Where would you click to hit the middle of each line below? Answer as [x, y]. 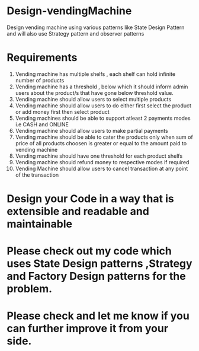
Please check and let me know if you [98, 316]
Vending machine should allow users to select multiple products [93, 99]
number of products [40, 80]
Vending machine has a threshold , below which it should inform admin [102, 87]
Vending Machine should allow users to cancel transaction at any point [102, 168]
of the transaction [37, 175]
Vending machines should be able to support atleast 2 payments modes [103, 118]
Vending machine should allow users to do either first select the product [103, 106]
